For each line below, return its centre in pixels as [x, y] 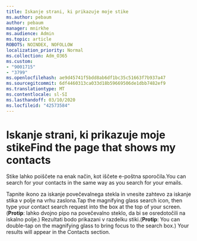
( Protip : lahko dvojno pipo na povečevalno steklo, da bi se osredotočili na [96, 213]
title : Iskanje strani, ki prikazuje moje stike [67, 12]
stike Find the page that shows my [91, 148]
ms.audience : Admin [30, 34]
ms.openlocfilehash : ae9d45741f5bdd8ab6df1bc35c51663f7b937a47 [86, 78]
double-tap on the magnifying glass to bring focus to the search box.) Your [98, 226]
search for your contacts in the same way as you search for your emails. [94, 183]
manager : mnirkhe [28, 28]
